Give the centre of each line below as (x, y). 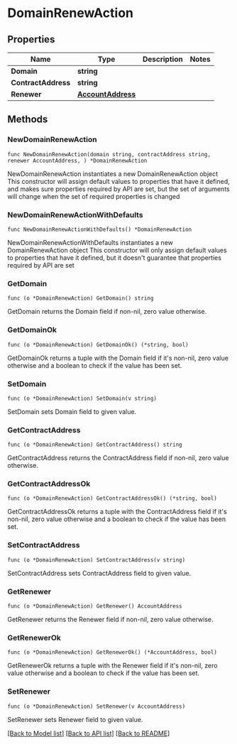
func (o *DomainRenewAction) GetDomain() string (81, 299)
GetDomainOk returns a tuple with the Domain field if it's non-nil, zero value (118, 358)
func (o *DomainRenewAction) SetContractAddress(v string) (97, 560)
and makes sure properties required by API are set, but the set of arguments (118, 189)
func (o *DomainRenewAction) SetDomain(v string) (82, 398)
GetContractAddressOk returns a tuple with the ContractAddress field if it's (117, 512)
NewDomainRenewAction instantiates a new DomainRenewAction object (113, 174)
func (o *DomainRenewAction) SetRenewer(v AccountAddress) (97, 706)
